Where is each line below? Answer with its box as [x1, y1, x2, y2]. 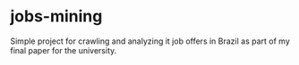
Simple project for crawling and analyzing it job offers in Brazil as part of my [10, 36, 290, 46]
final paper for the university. [10, 45, 117, 55]
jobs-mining [10, 6, 103, 27]
